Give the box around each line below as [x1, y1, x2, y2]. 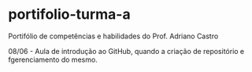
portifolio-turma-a [8, 5, 132, 23]
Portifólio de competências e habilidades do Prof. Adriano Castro [8, 31, 219, 41]
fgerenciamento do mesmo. [8, 55, 98, 64]
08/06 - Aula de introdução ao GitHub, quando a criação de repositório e [8, 46, 245, 56]
